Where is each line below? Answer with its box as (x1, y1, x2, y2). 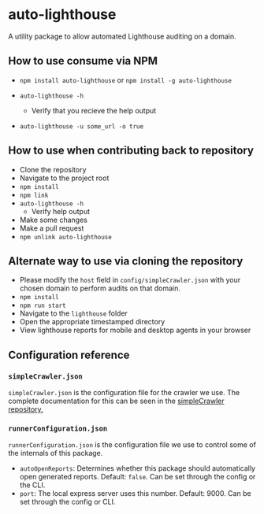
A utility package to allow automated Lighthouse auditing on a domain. (8, 31, 236, 41)
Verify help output (31, 206, 91, 216)
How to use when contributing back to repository (8, 144, 255, 157)
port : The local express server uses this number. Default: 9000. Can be (19, 489, 251, 498)
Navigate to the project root (19, 173, 110, 183)
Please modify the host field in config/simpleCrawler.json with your (19, 275, 241, 285)
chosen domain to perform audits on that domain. (19, 283, 181, 293)
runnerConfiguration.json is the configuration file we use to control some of (8, 440, 256, 449)
